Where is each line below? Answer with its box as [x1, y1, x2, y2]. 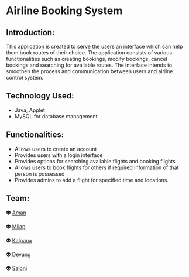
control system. [6, 74, 44, 81]
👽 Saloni [6, 265, 28, 272]
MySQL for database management [14, 112, 98, 119]
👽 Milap [6, 223, 26, 230]
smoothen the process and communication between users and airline [6, 68, 173, 74]
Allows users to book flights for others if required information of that [14, 164, 179, 171]
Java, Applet [14, 107, 46, 114]
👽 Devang [6, 251, 31, 258]
